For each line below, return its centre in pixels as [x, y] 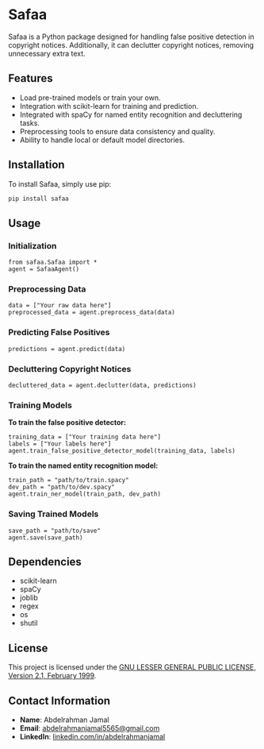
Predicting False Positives [59, 333]
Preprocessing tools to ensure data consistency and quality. [117, 131]
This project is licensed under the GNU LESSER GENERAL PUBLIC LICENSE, [132, 667]
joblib [29, 598]
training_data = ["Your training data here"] [84, 437]
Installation [36, 165]
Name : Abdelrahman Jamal [64, 720]
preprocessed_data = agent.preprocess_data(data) [92, 313]
